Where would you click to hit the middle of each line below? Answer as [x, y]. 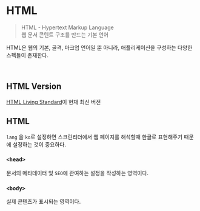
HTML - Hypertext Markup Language [67, 27]
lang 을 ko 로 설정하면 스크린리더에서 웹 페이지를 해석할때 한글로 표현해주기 [95, 137]
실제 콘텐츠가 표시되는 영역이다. [44, 202]
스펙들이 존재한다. [28, 55]
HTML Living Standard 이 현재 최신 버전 [54, 102]
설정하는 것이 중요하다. [39, 144]
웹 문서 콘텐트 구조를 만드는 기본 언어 [65, 35]
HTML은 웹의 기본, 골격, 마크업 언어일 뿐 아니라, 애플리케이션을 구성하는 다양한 [99, 47]
